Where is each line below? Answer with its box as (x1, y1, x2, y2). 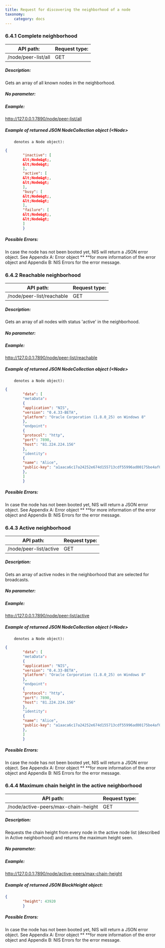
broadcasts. (5, 577, 29, 582)
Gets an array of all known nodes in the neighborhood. (5, 80, 115, 86)
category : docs (14, 16, 45, 21)
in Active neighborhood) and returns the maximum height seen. (5, 834, 134, 840)
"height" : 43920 (23, 899, 56, 904)
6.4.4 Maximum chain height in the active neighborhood (5, 782, 142, 789)
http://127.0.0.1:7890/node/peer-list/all (5, 116, 82, 122)
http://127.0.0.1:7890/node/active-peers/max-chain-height (5, 871, 122, 877)
